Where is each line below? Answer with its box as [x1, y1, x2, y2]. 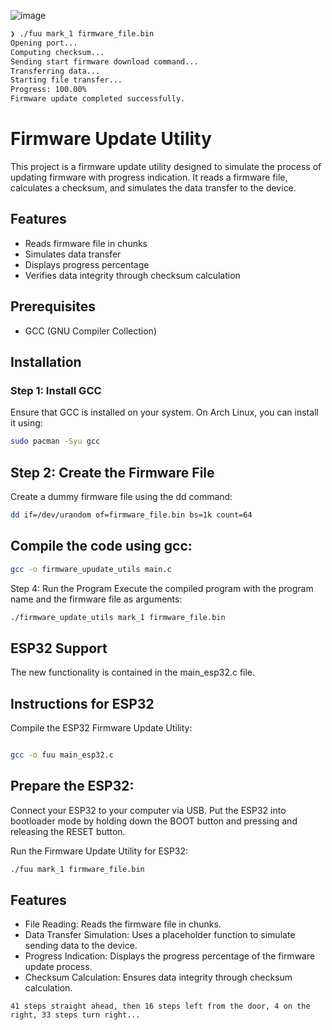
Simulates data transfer [24, 248, 122, 260]
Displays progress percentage [24, 258, 150, 270]
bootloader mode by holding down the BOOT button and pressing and [10, 815, 298, 827]
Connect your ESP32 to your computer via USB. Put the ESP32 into [10, 804, 287, 816]
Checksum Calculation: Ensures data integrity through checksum [24, 971, 293, 984]
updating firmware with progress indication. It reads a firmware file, [10, 171, 288, 183]
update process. [24, 961, 93, 973]
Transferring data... [10, 66, 101, 76]
